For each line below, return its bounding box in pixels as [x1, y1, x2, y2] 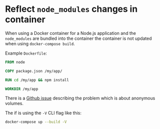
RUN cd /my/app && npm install [5, 77, 69, 82]
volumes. [5, 100, 24, 106]
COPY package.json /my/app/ [5, 68, 63, 73]
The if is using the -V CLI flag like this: [5, 110, 82, 116]
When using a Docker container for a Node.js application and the [5, 30, 136, 36]
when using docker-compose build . [5, 40, 75, 46]
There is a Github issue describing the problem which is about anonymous [5, 95, 156, 101]
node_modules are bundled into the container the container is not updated [5, 35, 152, 41]
